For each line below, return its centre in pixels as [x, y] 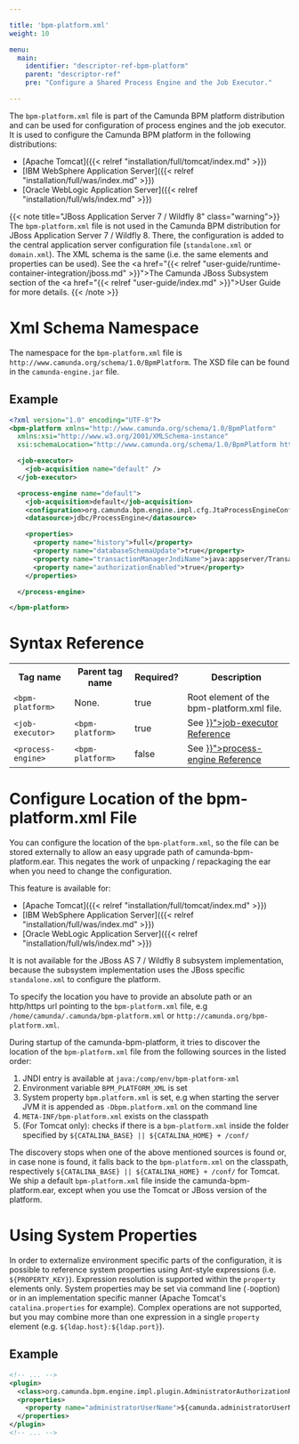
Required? [157, 677]
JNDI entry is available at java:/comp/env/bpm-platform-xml [131, 1078]
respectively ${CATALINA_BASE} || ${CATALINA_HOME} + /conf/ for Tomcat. [145, 1172]
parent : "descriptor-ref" [73, 75]
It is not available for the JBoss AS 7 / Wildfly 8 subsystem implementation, [146, 961]
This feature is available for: [60, 888]
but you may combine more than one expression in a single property [134, 1317]
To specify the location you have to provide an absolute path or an [130, 996]
